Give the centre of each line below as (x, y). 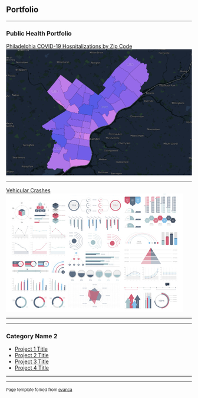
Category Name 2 (32, 336)
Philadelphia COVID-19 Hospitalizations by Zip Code (69, 46)
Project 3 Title (32, 362)
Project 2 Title (32, 355)
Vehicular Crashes (29, 190)
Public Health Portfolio (39, 33)
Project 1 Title (31, 349)
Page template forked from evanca (39, 390)
